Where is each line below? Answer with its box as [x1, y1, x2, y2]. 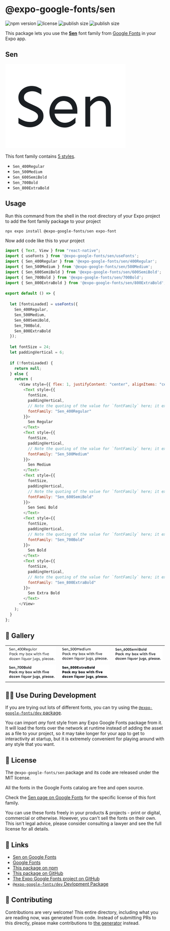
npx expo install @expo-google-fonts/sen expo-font [5, 228, 116, 234]
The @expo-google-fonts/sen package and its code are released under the [5, 770, 159, 776]
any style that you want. [5, 741, 56, 747]
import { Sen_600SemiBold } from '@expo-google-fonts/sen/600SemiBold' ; [5, 269, 162, 274]
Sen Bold [27, 548, 47, 553]
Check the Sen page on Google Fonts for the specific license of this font [5, 795, 156, 801]
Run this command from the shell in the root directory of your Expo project [5, 213, 160, 219]
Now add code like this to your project [5, 237, 85, 244]
